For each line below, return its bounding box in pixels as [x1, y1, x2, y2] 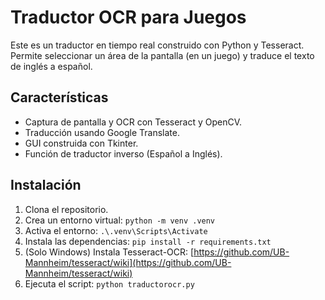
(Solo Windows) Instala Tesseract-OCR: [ [24, 246, 195, 258]
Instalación [10, 177, 82, 194]
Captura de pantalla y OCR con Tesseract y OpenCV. [24, 116, 243, 128]
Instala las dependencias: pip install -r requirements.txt [24, 235, 272, 247]
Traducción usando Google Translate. [24, 126, 180, 138]
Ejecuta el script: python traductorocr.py [24, 277, 195, 290]
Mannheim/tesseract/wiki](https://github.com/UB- [24, 256, 232, 268]
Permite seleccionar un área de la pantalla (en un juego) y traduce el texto [10, 49, 315, 61]
